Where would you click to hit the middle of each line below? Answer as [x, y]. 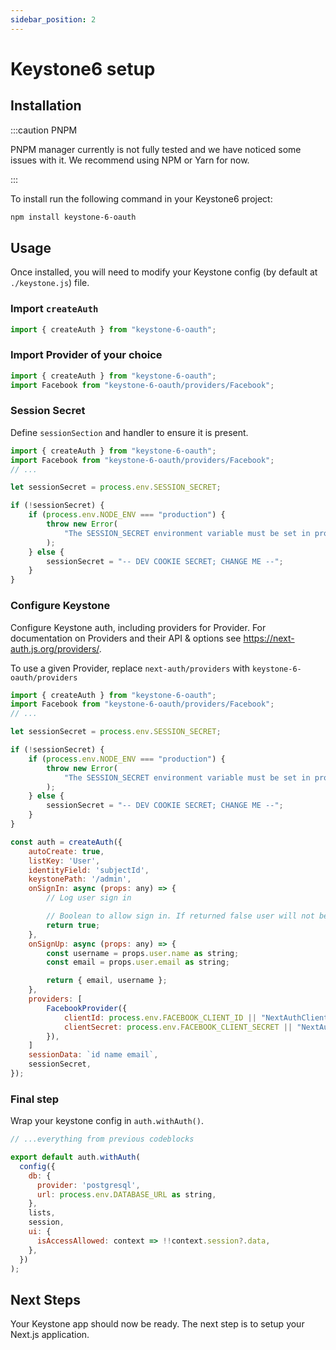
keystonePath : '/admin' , [80, 879]
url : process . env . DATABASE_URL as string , [126, 1194]
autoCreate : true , [66, 851]
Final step [35, 1099]
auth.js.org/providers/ [55, 648]
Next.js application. [50, 1335]
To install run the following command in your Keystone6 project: [141, 198]
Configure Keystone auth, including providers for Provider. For [138, 627]
